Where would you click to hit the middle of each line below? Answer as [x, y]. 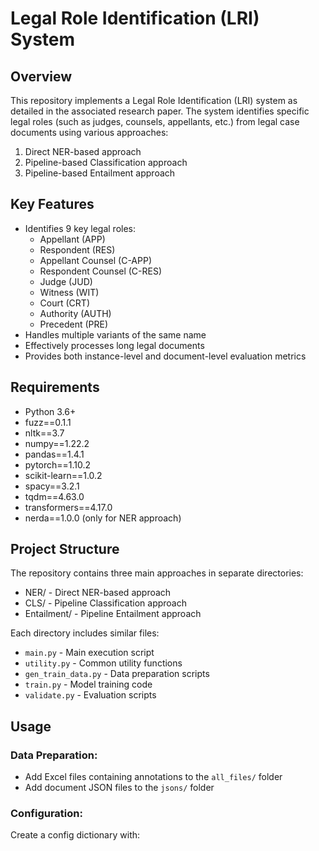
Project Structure [65, 549]
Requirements [55, 387]
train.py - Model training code [88, 684]
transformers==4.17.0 [68, 507]
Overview [41, 76]
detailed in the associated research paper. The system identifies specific [160, 111]
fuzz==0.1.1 [48, 422]
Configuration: [46, 814]
